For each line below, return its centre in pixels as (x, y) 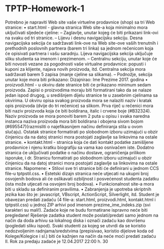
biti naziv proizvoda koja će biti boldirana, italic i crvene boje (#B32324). (78, 111)
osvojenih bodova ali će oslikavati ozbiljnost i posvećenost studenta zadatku (82, 179)
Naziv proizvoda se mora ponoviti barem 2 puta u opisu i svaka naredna (78, 116)
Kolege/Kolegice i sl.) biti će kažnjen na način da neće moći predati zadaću (81, 236)
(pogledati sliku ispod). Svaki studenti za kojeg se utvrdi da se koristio (75, 225)
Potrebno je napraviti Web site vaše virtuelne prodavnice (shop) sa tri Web (80, 22)
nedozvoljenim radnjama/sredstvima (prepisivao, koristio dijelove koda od (79, 231)
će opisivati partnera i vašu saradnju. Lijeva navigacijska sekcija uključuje (79, 53)
